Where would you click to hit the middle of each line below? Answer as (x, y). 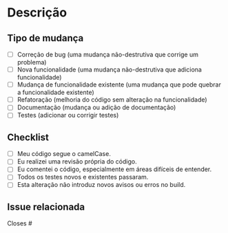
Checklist (28, 137)
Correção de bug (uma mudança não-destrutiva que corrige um (107, 54)
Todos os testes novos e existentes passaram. (83, 177)
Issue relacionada (46, 207)
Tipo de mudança (45, 38)
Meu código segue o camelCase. (64, 154)
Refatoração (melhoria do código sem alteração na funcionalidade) (112, 100)
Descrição (37, 13)
